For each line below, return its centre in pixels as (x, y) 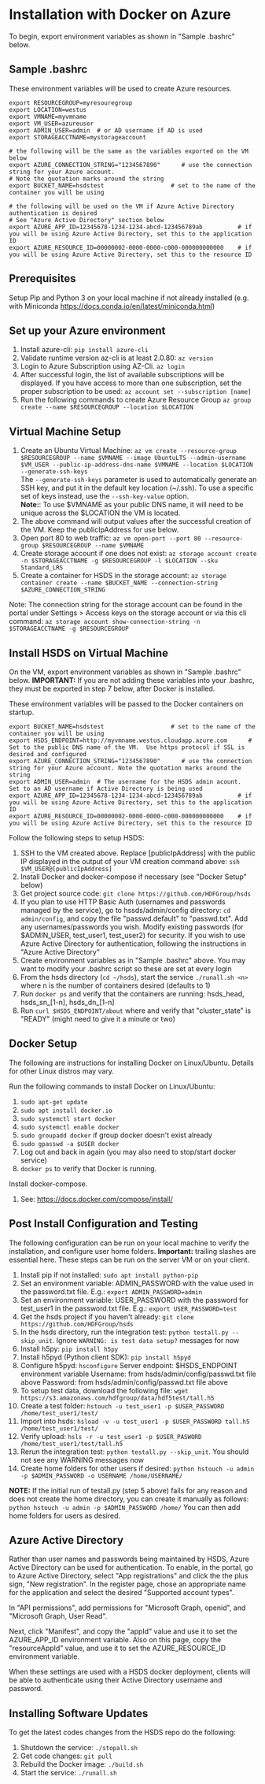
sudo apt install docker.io (66, 1111)
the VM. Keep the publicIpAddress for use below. (99, 530)
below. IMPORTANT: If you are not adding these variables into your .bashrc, (132, 680)
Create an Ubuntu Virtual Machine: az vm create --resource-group (128, 451)
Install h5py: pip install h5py (69, 1348)
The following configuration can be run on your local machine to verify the (129, 1243)
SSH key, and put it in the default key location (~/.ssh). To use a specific (137, 488)
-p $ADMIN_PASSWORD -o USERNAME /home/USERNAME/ (101, 1476)
